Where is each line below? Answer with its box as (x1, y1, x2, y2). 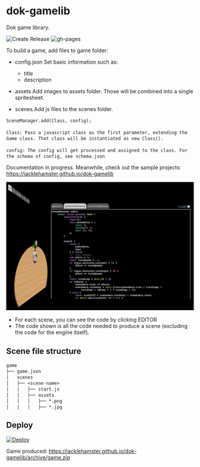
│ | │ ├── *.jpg (6, 404, 62, 410)
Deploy (6, 420, 33, 430)
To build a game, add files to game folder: (6, 46, 108, 54)
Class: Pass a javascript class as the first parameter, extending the (6, 130, 187, 135)
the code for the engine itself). (14, 329, 90, 336)
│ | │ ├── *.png (6, 398, 62, 404)
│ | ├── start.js (6, 386, 60, 392)
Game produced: (6, 447, 48, 455)
